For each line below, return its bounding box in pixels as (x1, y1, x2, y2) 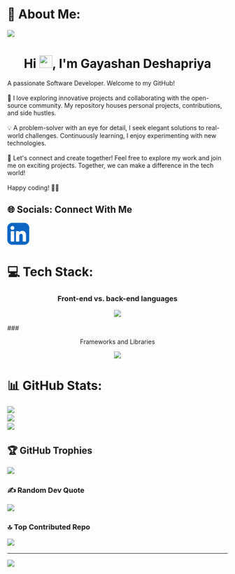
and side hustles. (7, 108, 57, 117)
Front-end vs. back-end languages (57, 293, 178, 303)
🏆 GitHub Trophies (7, 444, 93, 456)
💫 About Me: (7, 6, 81, 22)
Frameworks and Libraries (80, 337, 155, 346)
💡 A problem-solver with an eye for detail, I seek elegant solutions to (7, 124, 205, 132)
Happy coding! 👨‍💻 (7, 183, 59, 192)
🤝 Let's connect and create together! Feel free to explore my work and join (7, 154, 222, 162)
